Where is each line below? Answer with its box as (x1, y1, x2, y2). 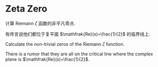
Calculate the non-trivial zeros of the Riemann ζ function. (5, 41, 125, 47)
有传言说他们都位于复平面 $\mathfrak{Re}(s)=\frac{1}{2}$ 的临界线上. (5, 31, 151, 37)
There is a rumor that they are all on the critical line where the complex (5, 51, 153, 57)
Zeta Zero (5, 3, 47, 15)
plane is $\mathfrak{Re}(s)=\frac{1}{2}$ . (5, 56, 90, 62)
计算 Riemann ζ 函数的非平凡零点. (5, 20, 76, 26)
